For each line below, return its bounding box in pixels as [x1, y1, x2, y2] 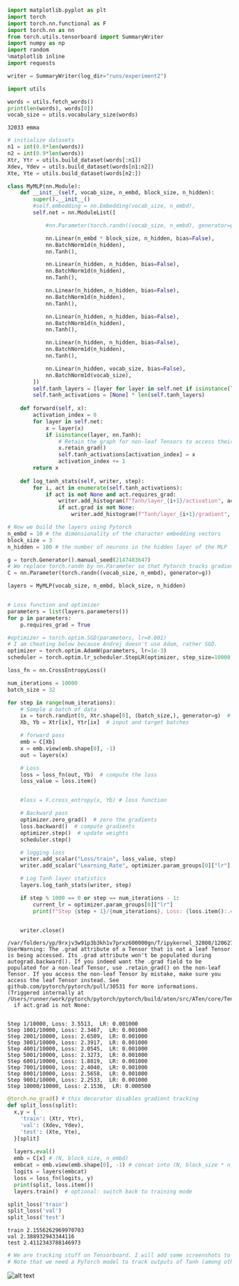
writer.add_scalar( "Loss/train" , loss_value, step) [20, 855, 176, 863]
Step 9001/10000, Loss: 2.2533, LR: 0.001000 [7, 1077, 148, 1084]
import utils [7, 85, 46, 93]
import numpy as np [7, 40, 65, 47]
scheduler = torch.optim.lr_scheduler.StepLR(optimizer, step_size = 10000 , [7, 654, 234, 661]
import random [7, 46, 50, 53]
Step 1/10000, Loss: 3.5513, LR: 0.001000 [7, 1021, 139, 1028]
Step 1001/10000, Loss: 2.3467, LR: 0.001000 [7, 1027, 148, 1034]
